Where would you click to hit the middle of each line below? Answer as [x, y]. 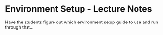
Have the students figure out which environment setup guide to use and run [82, 22]
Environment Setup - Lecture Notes [79, 9]
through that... [19, 27]
